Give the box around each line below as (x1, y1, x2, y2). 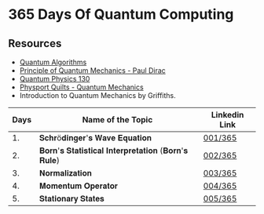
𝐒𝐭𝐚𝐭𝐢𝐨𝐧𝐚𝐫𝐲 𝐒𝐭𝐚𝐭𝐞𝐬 (38, 194, 104, 204)
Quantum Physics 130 (19, 74, 90, 83)
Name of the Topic (82, 114, 153, 125)
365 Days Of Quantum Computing (8, 5, 234, 24)
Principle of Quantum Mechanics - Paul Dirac (19, 66, 167, 75)
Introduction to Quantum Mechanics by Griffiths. (19, 91, 176, 100)
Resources (8, 37, 62, 50)
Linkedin (211, 110, 244, 120)
